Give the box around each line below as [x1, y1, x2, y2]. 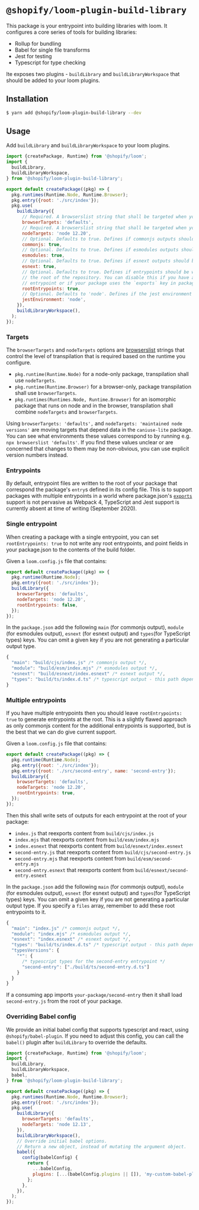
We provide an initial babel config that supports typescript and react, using [6, 1026, 189, 1033]
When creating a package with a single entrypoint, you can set [6, 533, 159, 541]
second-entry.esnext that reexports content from [14, 866, 134, 873]
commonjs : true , [21, 241, 62, 248]
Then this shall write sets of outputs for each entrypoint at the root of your [6, 811, 188, 819]
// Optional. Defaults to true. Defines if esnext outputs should [21, 258, 190, 264]
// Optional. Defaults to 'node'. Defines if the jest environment [21, 291, 192, 297]
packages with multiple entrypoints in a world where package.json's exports [6, 492, 192, 500]
